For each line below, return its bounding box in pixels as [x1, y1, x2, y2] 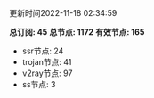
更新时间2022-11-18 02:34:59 [9, 8, 118, 18]
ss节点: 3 [21, 79, 56, 89]
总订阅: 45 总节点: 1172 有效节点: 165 [9, 27, 145, 37]
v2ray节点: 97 [21, 68, 73, 78]
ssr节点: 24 [21, 45, 64, 56]
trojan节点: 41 [21, 57, 72, 67]
